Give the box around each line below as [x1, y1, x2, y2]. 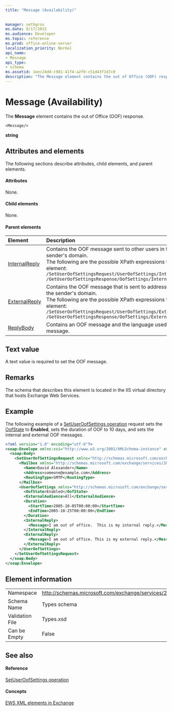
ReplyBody [8, 324, 34, 331]
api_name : [5, 50, 27, 55]
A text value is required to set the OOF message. [5, 359, 107, 365]
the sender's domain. [46, 290, 97, 297]
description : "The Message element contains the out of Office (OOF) [5, 74, 157, 79]
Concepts [5, 688, 27, 695]
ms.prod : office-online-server [5, 41, 72, 46]
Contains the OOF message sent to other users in [46, 245, 165, 253]
